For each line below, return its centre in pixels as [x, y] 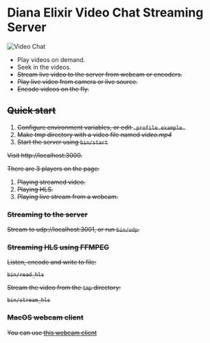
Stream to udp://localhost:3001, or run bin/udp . [73, 229]
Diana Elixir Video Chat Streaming [105, 13]
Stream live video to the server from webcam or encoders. [100, 74]
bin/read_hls [26, 275]
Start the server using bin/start [62, 142]
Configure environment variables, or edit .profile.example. [101, 127]
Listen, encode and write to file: [52, 262]
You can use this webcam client [52, 333]
